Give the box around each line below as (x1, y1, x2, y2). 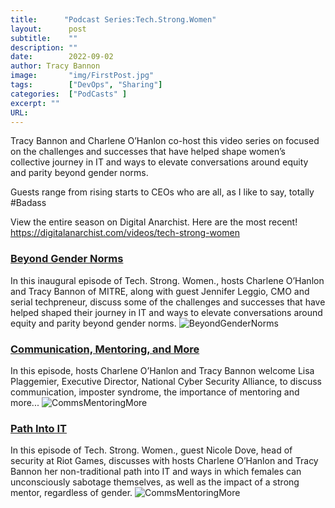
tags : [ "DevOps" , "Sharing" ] (10, 80, 163, 90)
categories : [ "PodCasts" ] (10, 89, 128, 99)
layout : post (10, 24, 87, 34)
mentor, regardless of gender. (10, 487, 133, 499)
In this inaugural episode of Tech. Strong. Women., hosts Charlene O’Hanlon (10, 274, 325, 286)
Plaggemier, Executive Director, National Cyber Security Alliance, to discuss (10, 375, 322, 387)
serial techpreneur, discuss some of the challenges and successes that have (10, 296, 326, 308)
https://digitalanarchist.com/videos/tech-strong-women (10, 227, 240, 239)
